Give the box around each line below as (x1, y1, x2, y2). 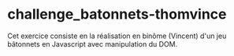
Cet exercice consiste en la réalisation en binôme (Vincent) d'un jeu (7, 31, 227, 40)
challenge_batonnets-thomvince (7, 5, 227, 23)
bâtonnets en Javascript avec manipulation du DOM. (7, 39, 178, 48)
